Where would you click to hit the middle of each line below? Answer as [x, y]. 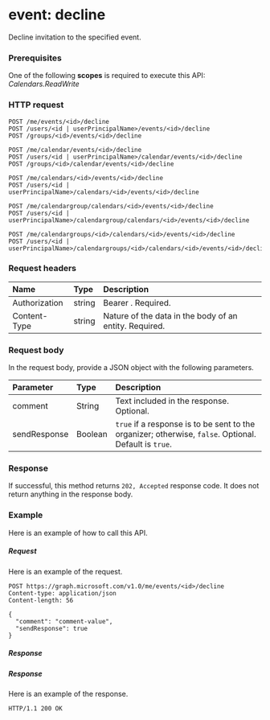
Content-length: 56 [41, 600]
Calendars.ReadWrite [44, 84]
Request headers [43, 269]
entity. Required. [134, 326]
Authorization [38, 302]
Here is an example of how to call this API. [78, 533]
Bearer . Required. [137, 302]
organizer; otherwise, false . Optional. [186, 434]
